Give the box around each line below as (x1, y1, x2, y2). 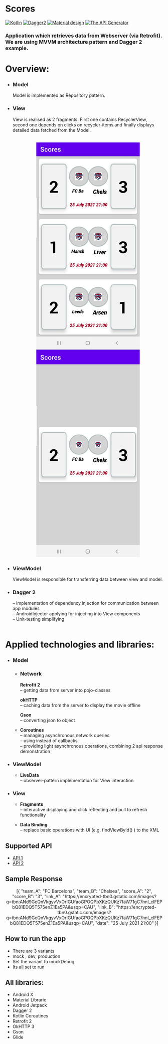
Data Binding (20, 822, 48, 828)
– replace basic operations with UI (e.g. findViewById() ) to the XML (20, 827, 159, 833)
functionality (20, 812, 46, 818)
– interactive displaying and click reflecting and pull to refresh (20, 807, 147, 813)
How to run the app (5, 935, 66, 943)
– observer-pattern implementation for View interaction (20, 777, 134, 783)
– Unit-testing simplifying (12, 616, 65, 622)
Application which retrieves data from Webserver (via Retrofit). (5, 32, 162, 39)
